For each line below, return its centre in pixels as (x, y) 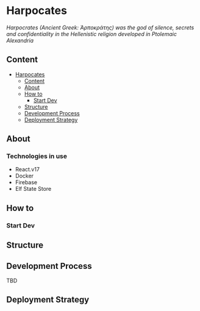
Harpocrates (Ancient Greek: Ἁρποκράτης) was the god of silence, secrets (100, 27)
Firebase (26, 182)
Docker (24, 176)
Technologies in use (37, 156)
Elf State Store (33, 189)
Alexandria (20, 40)
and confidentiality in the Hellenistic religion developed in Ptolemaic (92, 34)
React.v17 (27, 170)
